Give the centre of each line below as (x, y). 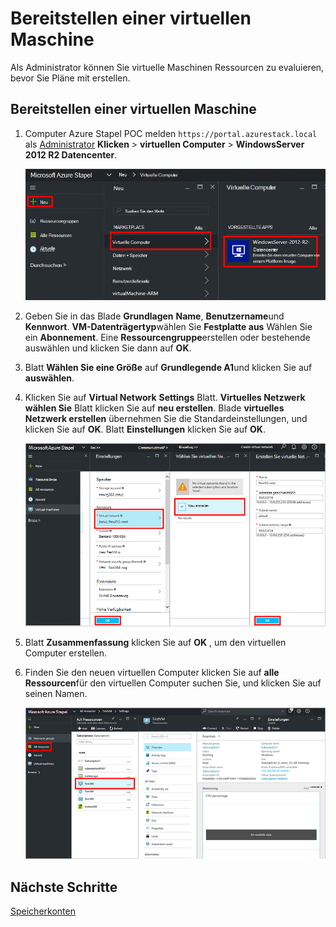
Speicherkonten (43, 911)
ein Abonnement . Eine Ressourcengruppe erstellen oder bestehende (167, 337)
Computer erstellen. (66, 653)
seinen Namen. (56, 693)
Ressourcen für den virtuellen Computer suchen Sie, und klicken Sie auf (173, 683)
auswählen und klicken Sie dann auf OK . (108, 348)
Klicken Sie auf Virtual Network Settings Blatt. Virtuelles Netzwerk (165, 397)
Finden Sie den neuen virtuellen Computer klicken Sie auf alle (152, 672)
